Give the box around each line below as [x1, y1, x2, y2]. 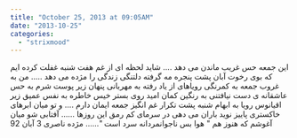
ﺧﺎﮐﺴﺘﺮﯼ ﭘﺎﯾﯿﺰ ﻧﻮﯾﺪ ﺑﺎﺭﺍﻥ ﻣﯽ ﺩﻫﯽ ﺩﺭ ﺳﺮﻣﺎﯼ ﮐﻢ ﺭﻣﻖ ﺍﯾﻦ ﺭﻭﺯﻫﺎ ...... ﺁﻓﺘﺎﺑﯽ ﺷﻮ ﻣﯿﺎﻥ [10, 109, 281, 119]
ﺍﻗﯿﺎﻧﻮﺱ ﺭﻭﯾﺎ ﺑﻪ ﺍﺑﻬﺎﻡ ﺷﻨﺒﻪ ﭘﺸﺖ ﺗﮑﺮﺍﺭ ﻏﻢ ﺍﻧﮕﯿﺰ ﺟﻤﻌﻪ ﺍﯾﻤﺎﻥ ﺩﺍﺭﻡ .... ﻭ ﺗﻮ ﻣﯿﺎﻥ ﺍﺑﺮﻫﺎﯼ [10, 99, 282, 111]
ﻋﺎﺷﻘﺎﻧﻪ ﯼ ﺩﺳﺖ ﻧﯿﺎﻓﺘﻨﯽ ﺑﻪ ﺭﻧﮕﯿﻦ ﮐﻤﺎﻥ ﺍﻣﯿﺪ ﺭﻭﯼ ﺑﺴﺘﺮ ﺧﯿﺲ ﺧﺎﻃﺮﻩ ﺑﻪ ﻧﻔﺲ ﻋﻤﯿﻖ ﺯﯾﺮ [10, 90, 288, 101]
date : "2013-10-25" [10, 21, 83, 30]
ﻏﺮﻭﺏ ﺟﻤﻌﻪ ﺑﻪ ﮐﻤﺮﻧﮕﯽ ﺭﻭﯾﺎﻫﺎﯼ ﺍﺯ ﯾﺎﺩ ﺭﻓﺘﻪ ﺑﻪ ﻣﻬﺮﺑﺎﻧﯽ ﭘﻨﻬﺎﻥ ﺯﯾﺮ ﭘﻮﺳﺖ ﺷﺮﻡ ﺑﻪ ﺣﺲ [10, 80, 279, 91]
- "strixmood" [18, 37, 70, 47]
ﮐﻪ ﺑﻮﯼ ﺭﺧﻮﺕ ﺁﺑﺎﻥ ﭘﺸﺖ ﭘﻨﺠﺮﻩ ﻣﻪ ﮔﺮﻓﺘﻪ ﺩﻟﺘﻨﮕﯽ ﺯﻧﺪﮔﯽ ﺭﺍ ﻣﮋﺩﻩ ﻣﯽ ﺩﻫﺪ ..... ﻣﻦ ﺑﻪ [10, 72, 273, 82]
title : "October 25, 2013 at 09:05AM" [10, 12, 154, 22]
